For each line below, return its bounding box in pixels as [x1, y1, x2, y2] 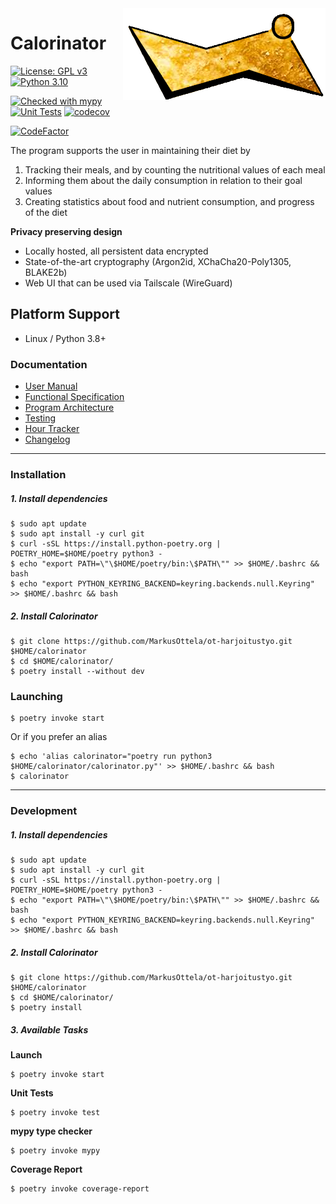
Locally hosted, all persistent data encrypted [24, 245, 209, 257]
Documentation [10, 357, 88, 371]
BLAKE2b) [24, 266, 68, 278]
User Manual [24, 380, 78, 392]
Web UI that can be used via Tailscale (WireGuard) [24, 277, 233, 289]
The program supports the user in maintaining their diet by [10, 144, 251, 156]
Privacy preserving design [10, 225, 123, 237]
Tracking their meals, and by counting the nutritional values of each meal [24, 163, 326, 176]
